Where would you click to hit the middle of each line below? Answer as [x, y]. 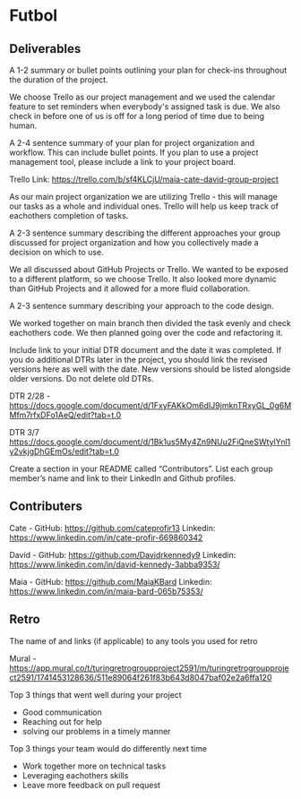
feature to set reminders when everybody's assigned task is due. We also [145, 107]
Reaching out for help [62, 721]
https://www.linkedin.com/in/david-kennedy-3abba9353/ [115, 564]
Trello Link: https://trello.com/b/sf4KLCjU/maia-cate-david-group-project [144, 179]
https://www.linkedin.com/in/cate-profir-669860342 [106, 537]
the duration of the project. [59, 80]
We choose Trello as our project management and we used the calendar [142, 97]
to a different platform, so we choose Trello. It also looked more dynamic [143, 279]
